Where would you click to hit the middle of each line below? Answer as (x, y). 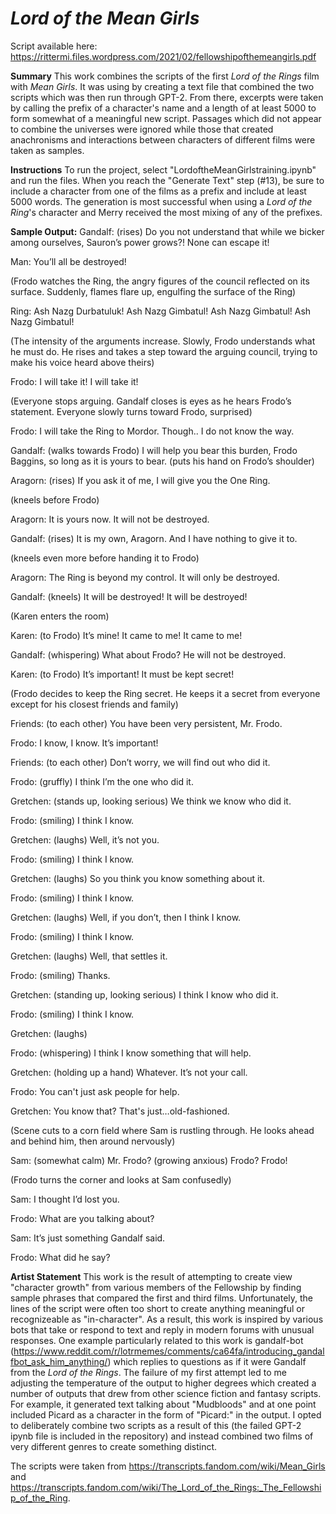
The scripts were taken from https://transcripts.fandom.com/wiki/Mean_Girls (168, 1466)
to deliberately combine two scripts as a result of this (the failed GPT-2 (156, 1425)
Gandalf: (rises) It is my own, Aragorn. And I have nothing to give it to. (154, 538)
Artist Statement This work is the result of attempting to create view (151, 1276)
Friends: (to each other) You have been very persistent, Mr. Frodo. (146, 723)
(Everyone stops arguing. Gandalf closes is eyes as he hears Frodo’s (151, 401)
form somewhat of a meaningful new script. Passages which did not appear (166, 118)
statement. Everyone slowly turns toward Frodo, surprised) (131, 411)
